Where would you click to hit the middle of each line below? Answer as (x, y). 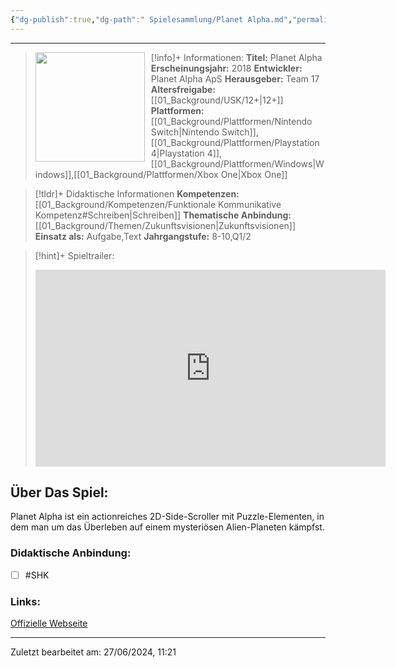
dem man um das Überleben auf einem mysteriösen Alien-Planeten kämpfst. (167, 527)
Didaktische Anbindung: (71, 553)
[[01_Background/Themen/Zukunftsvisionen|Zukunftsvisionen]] (165, 225)
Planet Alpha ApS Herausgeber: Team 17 (235, 78)
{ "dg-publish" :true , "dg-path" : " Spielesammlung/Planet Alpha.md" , (151, 19)
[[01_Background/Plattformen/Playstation (235, 142)
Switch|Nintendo (185, 132)
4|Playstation (177, 153)
